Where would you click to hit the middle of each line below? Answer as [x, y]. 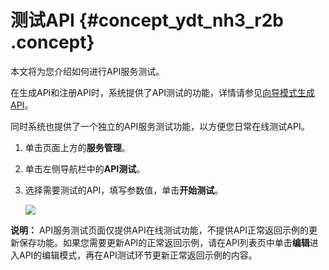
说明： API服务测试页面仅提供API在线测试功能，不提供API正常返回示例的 [160, 230]
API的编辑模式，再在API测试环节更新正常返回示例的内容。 [138, 255]
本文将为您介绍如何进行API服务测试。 [87, 71]
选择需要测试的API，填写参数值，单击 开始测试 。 [124, 190]
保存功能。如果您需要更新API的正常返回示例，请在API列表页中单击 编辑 [164, 242]
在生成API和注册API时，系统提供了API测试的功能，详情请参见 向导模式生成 [163, 92]
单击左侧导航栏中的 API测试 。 [85, 168]
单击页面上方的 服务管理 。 [77, 147]
